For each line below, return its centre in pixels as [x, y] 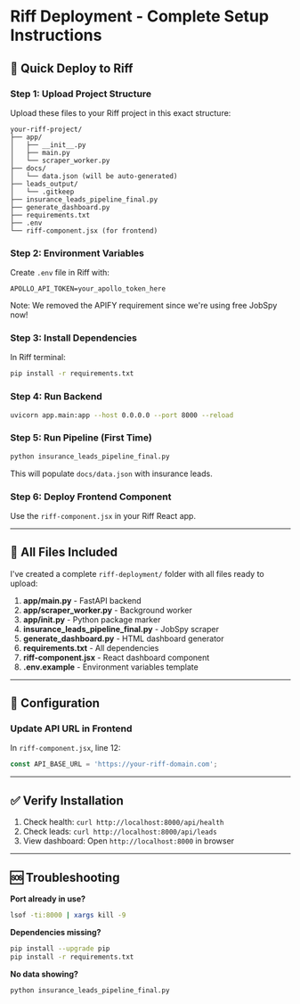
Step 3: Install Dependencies [73, 338]
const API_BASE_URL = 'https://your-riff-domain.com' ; [114, 764]
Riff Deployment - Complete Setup [140, 16]
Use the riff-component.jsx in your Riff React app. [103, 515]
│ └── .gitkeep [42, 192]
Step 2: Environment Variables [77, 253]
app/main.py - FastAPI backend [82, 600]
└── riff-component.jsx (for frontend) [84, 230]
